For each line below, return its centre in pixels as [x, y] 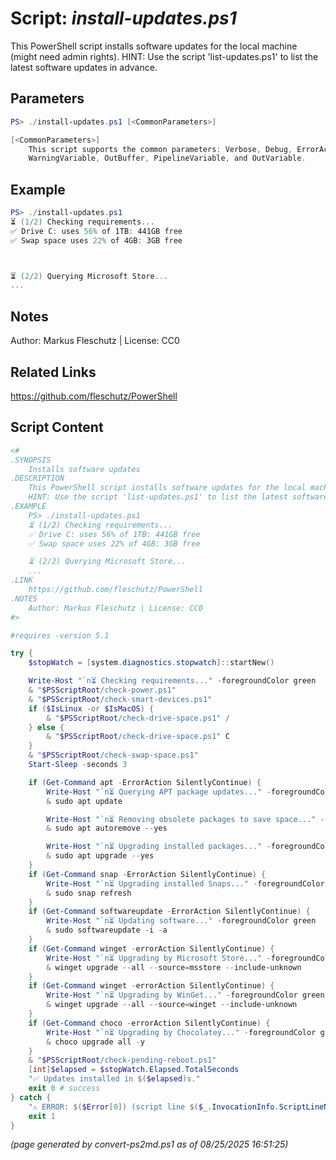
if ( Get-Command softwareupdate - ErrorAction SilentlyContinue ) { [169, 912]
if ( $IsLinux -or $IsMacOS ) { [91, 708]
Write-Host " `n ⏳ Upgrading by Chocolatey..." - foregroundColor [181, 1032]
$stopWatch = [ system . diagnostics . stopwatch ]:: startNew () [151, 663]
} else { [46, 727]
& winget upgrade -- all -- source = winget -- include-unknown [172, 1005]
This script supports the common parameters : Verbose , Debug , [160, 149]
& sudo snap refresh [89, 893]
